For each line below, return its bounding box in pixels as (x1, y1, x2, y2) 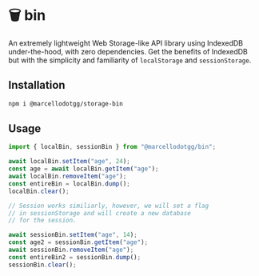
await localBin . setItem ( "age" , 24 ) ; (8, 158, 130, 166)
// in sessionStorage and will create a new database (8, 209, 192, 217)
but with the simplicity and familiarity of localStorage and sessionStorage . (8, 55, 252, 65)
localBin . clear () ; (8, 187, 70, 195)
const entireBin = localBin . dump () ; (8, 179, 130, 188)
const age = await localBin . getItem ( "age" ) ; (8, 165, 159, 173)
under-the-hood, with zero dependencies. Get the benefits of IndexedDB (8, 46, 248, 56)
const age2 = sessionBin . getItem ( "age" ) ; (8, 238, 149, 246)
